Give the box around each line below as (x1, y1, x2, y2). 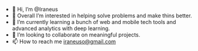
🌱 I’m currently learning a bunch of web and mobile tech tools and (11, 19, 176, 25)
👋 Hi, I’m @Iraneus (11, 6, 59, 13)
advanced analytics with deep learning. (11, 25, 110, 32)
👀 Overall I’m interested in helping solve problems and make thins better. (11, 12, 192, 19)
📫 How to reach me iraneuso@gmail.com (11, 38, 117, 45)
